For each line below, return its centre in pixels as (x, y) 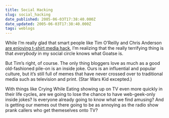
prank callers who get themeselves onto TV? (52, 110)
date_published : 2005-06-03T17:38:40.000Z (50, 19)
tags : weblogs (20, 29)
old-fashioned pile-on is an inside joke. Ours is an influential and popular (81, 69)
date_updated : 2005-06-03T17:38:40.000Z (48, 24)
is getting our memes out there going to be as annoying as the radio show (82, 105)
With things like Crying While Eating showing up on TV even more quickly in (84, 89)
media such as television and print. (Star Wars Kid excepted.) (69, 79)
